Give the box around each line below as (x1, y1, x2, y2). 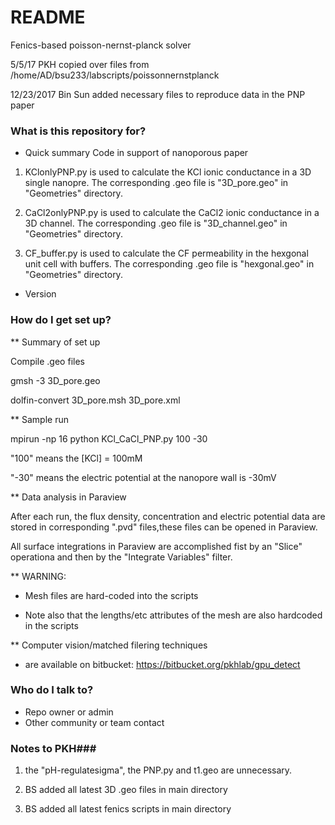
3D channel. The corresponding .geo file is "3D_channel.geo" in (24, 217, 288, 230)
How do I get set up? (10, 313, 112, 327)
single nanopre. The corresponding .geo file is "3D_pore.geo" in (24, 177, 289, 189)
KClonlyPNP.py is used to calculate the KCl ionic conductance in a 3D (24, 166, 312, 178)
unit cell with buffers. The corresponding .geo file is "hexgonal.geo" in (24, 258, 315, 270)
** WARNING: (10, 570, 67, 582)
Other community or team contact (24, 716, 165, 728)
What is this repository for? (10, 124, 147, 138)
